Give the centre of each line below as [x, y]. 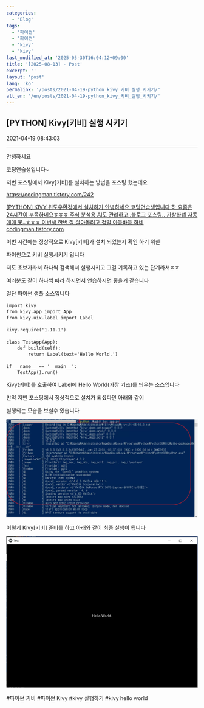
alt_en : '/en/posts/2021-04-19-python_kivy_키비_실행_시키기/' [83, 96]
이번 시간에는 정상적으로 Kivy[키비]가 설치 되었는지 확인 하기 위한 [83, 241]
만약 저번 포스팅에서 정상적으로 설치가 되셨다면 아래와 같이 [75, 397]
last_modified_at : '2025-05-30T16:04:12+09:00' [68, 58]
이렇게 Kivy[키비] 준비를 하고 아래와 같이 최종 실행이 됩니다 [76, 528]
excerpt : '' [21, 71]
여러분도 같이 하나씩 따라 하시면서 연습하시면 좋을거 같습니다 [78, 280]
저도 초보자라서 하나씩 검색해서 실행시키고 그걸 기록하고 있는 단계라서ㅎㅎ [93, 267]
